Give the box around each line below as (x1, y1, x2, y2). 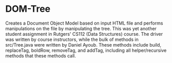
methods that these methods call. (5, 52, 76, 59)
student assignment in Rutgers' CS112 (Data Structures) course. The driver (5, 31, 163, 37)
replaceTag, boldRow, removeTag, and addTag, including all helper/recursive (5, 47, 167, 53)
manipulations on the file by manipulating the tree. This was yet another (5, 25, 157, 31)
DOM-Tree (5, 3, 51, 15)
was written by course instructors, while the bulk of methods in (5, 36, 139, 43)
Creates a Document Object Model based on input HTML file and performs (5, 20, 163, 26)
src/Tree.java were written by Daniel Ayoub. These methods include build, (5, 41, 162, 48)
